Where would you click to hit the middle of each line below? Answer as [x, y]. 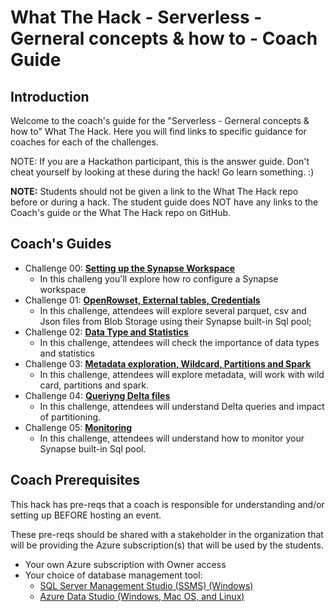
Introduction [50, 96]
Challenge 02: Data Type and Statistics [106, 332]
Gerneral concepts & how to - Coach [164, 38]
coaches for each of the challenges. [84, 142]
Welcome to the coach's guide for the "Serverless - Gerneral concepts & [160, 120]
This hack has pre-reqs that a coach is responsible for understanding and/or [167, 504]
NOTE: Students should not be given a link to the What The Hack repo [154, 191]
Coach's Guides [61, 244]
